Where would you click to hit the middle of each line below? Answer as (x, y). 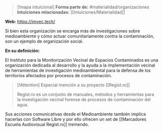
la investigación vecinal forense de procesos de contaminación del (84, 99)
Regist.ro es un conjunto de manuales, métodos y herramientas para (85, 94)
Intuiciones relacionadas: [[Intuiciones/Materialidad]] (71, 12)
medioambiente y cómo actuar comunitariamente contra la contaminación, (80, 36)
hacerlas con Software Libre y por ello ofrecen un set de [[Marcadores (76, 119)
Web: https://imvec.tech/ (30, 22)
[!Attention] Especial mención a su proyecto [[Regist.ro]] (73, 85)
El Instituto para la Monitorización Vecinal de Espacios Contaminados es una (82, 60)
